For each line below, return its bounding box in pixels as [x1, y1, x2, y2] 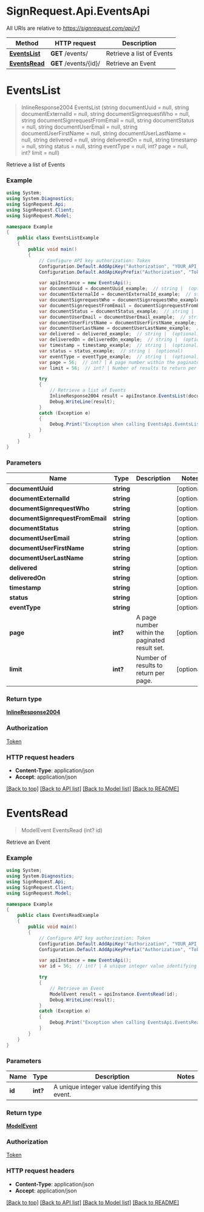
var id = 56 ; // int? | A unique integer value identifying [38, 963, 197, 969]
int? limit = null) [21, 149, 59, 156]
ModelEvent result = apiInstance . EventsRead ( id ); [49, 991, 178, 997]
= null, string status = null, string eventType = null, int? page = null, [21, 142, 188, 150]
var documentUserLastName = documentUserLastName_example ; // [38, 325, 202, 332]
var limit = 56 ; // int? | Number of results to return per [38, 365, 197, 371]
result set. [135, 644, 165, 652]
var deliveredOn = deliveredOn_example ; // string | [38, 337, 178, 343]
